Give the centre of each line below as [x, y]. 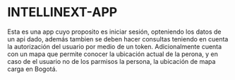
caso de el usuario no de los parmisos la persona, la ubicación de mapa [112, 61]
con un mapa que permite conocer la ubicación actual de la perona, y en [113, 54]
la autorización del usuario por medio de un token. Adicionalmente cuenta [115, 46]
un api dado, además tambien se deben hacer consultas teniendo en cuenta [118, 39]
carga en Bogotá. [32, 69]
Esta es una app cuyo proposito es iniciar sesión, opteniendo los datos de [114, 32]
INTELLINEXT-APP [62, 12]
